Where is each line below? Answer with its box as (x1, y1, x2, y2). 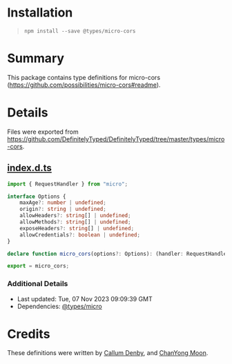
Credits (7, 326, 50, 342)
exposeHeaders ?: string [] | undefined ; (19, 225, 135, 232)
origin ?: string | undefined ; (19, 205, 107, 213)
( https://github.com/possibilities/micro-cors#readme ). (7, 81, 161, 89)
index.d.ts (7, 162, 52, 174)
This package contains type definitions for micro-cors (7, 73, 161, 81)
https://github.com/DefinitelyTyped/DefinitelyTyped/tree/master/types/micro (7, 134, 225, 143)
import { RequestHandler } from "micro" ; (7, 181, 128, 188)
